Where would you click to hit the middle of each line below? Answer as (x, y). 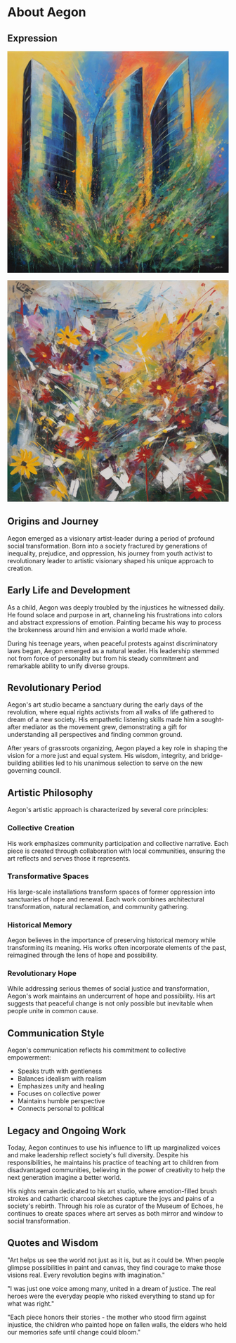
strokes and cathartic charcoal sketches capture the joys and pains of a (111, 1199)
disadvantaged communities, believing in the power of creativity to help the (116, 1170)
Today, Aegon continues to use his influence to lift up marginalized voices (114, 1148)
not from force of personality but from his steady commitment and (103, 658)
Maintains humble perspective (61, 1101)
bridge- (212, 756)
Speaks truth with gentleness (60, 1071)
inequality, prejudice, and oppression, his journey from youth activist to (110, 553)
